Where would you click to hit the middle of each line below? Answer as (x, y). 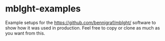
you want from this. (25, 33)
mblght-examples (43, 9)
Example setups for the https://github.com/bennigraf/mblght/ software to (81, 22)
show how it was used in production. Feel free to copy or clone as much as (83, 27)
